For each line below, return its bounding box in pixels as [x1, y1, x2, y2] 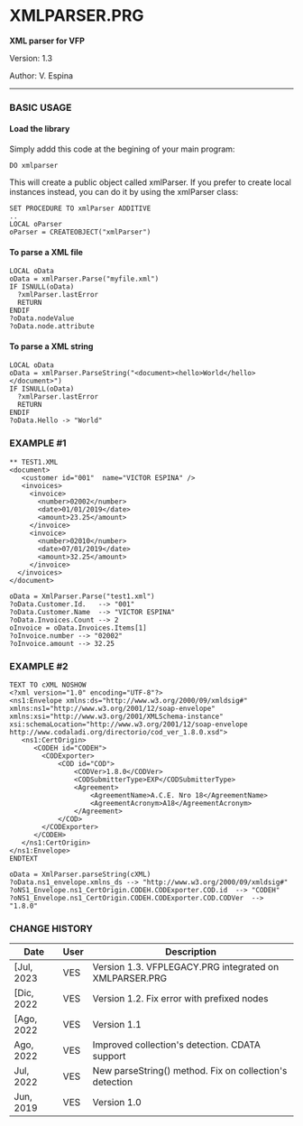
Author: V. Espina [9, 69, 74, 81]
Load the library [9, 124, 70, 134]
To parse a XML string [9, 340, 94, 352]
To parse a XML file [9, 246, 84, 257]
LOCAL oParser [9, 220, 63, 229]
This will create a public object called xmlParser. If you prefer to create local [9, 177, 291, 188]
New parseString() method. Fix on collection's [92, 1065, 288, 1077]
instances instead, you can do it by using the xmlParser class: [9, 187, 239, 198]
